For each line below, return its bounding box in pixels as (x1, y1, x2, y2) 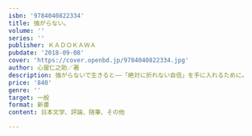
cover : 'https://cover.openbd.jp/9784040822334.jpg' (8, 57, 189, 65)
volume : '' (8, 26, 45, 34)
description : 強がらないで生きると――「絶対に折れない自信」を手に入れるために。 (8, 71, 248, 79)
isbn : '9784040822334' (8, 11, 85, 20)
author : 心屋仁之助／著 (8, 64, 80, 72)
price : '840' (8, 78, 52, 86)
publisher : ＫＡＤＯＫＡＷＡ (8, 42, 97, 50)
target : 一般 (8, 94, 50, 102)
